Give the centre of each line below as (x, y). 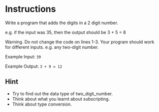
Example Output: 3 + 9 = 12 (34, 66)
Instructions (31, 9)
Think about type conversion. (42, 104)
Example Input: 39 (23, 56)
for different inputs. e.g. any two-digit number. (52, 47)
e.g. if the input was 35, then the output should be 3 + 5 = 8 (66, 32)
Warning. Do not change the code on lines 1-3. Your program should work (80, 42)
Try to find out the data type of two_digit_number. (63, 93)
